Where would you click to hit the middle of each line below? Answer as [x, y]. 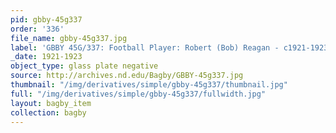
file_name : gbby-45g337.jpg [69, 38]
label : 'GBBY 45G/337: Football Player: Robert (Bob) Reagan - [145, 47]
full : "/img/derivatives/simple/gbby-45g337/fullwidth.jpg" [138, 94]
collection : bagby [48, 112]
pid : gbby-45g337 [46, 19]
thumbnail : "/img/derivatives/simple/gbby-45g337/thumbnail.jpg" [149, 85]
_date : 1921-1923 [46, 57]
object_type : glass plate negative [84, 66]
